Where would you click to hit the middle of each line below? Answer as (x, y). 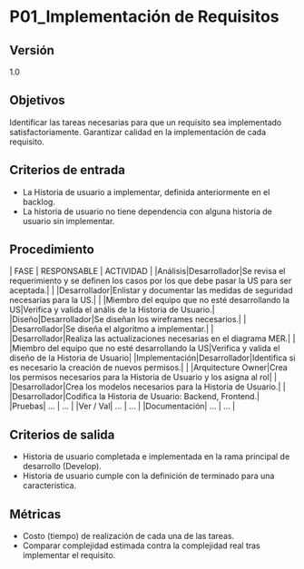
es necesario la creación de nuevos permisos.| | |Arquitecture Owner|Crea (148, 368)
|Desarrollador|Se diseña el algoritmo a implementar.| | (112, 329)
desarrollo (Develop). (62, 466)
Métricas (35, 514)
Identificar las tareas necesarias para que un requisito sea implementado (146, 122)
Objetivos (37, 100)
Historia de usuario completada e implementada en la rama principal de (156, 456)
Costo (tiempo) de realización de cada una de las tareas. (128, 536)
